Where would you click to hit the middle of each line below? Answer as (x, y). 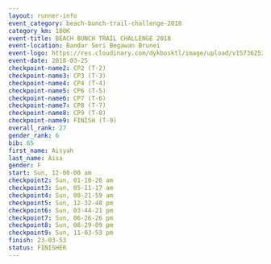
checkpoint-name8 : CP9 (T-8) (57, 113)
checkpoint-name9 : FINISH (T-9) (63, 121)
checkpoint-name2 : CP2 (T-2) (57, 68)
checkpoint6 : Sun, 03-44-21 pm (61, 210)
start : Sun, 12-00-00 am (50, 173)
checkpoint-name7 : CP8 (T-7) (57, 105)
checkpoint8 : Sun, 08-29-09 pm (61, 225)
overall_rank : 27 (38, 128)
